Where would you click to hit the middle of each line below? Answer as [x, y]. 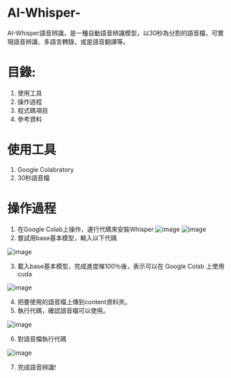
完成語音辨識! [37, 367]
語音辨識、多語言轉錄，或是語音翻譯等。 [71, 41]
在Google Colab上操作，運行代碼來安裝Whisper [86, 229]
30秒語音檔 [33, 178]
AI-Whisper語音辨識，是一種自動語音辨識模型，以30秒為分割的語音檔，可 [112, 33]
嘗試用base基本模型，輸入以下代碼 [67, 237]
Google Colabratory [46, 169]
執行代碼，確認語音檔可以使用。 [63, 310]
